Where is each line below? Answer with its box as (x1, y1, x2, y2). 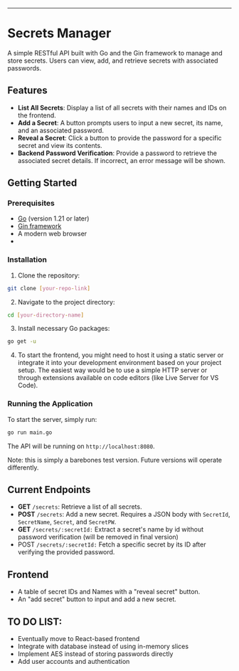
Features (7, 85, 48, 97)
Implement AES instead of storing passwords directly (17, 649, 174, 658)
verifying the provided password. (17, 548, 115, 556)
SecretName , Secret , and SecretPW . (17, 517, 117, 527)
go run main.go (7, 428, 53, 436)
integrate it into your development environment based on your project (17, 359, 222, 367)
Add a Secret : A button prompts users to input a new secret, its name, (17, 118, 223, 127)
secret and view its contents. (17, 141, 102, 149)
